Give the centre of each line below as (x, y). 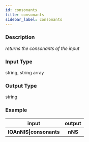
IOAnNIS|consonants (34, 132)
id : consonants (21, 10)
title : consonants (25, 15)
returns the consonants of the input (42, 48)
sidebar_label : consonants (34, 19)
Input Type (19, 62)
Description (20, 37)
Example (16, 110)
